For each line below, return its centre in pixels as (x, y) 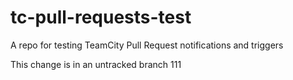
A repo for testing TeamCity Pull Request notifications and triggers (147, 45)
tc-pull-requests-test (101, 17)
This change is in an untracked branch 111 (96, 64)
